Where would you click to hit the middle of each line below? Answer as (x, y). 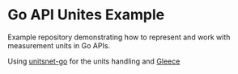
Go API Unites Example (86, 15)
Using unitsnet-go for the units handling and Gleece (94, 61)
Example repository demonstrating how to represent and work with (119, 37)
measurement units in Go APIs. (59, 45)
